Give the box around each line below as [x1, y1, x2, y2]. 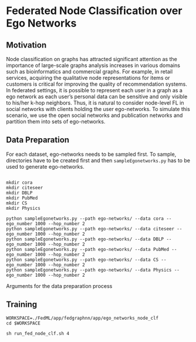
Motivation [6, 40, 47, 50]
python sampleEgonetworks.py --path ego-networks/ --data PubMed [6, 246, 169, 252]
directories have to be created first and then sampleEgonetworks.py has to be [6, 157, 191, 164]
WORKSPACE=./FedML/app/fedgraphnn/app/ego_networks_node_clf [6, 315, 159, 321]
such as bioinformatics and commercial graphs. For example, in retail [6, 68, 173, 75]
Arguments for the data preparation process [6, 282, 113, 289]
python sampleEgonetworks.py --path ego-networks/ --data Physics [6, 267, 172, 273]
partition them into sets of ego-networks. [6, 118, 106, 125]
